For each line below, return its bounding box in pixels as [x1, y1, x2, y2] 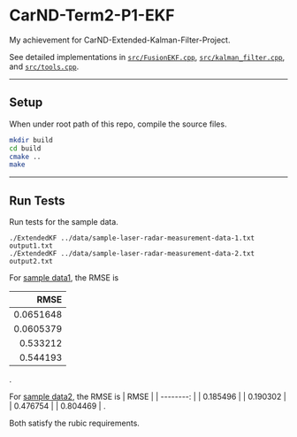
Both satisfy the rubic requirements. [9, 418, 140, 429]
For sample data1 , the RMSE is [9, 272, 119, 283]
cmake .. [9, 152, 42, 161]
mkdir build [9, 135, 53, 144]
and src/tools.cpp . [9, 61, 80, 72]
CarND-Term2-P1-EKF [9, 5, 175, 26]
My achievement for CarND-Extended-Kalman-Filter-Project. [9, 34, 231, 45]
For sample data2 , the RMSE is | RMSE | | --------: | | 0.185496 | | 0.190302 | [9, 391, 287, 402]
